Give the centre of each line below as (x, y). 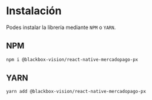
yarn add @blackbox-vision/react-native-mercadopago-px (76, 92)
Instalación (34, 11)
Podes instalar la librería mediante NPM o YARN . (61, 27)
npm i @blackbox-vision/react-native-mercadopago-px (72, 59)
